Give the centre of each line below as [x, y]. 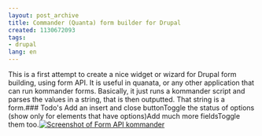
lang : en [22, 52]
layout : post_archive [44, 15]
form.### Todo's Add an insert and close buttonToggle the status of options [131, 108]
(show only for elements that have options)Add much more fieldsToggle [124, 116]
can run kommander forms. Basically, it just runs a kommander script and [127, 91]
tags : [17, 37]
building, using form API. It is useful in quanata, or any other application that [131, 83]
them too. [24, 124]
